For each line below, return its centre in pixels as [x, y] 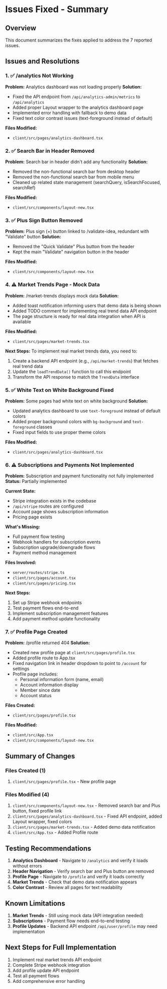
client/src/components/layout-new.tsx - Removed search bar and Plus [86, 805]
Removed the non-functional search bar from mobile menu [73, 177]
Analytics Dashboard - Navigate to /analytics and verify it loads [80, 861]
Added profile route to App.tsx [44, 658]
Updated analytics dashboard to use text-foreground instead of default [87, 411]
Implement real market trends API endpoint [57, 960]
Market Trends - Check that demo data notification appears [75, 882]
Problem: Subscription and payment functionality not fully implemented [79, 476]
